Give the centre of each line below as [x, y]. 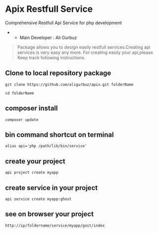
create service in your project [51, 188]
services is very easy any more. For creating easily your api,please [85, 52]
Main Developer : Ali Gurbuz [48, 38]
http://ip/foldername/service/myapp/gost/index [55, 226]
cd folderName [20, 93]
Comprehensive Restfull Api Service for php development [63, 23]
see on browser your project [49, 214]
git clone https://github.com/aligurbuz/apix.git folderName [69, 84]
